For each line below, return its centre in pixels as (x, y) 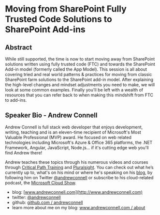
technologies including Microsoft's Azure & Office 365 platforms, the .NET (79, 142)
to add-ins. (16, 100)
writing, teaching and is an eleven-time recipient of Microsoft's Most (73, 132)
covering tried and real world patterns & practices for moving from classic (79, 74)
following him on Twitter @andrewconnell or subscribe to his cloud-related (79, 177)
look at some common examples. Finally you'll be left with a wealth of (74, 90)
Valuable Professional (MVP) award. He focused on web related (68, 137)
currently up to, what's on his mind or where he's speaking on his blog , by (79, 172)
